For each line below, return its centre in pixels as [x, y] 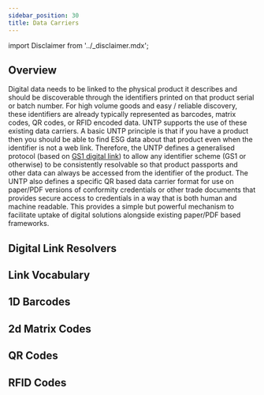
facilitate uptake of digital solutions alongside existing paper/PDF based [125, 215]
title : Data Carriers [44, 23]
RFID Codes [37, 383]
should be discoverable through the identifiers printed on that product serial [131, 98]
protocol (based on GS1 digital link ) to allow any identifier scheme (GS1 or [127, 156]
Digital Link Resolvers [62, 248]
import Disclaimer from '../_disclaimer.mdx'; [78, 45]
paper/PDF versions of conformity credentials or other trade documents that [132, 190]
